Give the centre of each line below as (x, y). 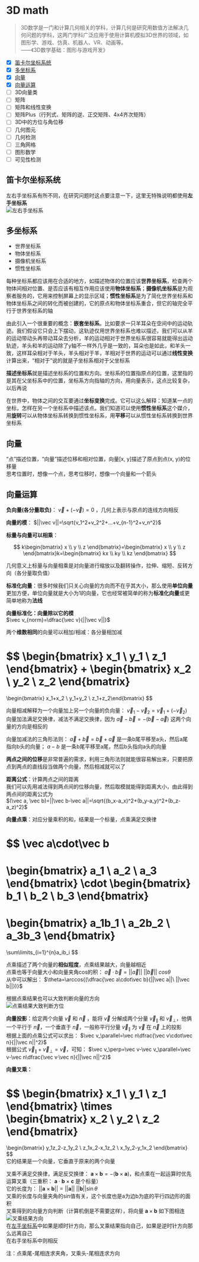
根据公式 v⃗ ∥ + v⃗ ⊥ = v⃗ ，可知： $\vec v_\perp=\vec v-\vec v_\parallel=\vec (99, 1050)
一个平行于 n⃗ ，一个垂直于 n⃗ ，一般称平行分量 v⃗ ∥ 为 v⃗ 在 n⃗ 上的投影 (94, 1027)
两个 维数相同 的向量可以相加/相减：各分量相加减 (64, 632)
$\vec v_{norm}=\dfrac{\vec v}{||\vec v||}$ (58, 620)
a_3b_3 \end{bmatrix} (61, 936)
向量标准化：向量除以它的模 (40, 613)
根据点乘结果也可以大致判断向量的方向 (53, 999)
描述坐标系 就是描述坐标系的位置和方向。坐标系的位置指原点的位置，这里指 (97, 373)
